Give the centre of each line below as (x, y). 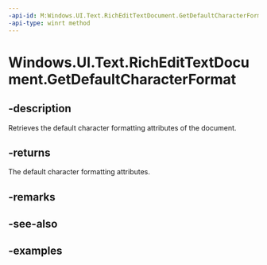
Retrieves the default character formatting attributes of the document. (122, 127)
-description (40, 109)
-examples (35, 251)
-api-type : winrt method (49, 23)
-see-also (33, 224)
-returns (29, 152)
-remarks (32, 197)
